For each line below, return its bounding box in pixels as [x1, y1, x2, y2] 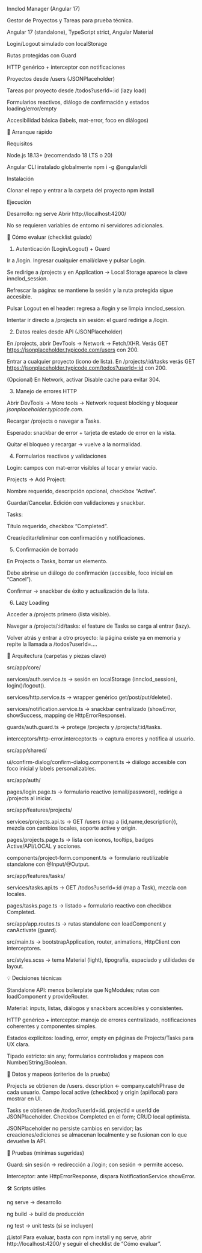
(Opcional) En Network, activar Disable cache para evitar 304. [7, 376, 161, 383]
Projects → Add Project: [7, 476, 66, 483]
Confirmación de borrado [15, 546, 79, 553]
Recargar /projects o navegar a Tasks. [7, 417, 101, 425]
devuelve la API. [7, 1138, 47, 1144]
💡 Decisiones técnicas [7, 974, 62, 982]
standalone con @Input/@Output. [7, 860, 90, 868]
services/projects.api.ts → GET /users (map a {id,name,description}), [7, 818, 178, 825]
